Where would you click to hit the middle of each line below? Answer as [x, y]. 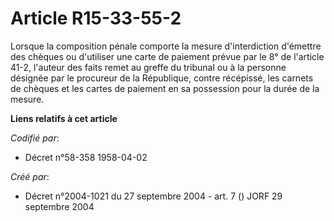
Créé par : [30, 176]
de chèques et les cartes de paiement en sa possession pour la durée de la [165, 88]
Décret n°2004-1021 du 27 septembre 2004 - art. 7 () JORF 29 [153, 196]
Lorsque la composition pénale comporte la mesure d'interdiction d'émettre [166, 46]
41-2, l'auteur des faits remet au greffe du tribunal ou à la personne [148, 67]
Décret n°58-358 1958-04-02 [86, 157]
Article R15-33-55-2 [96, 18]
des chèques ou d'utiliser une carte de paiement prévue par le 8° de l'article [167, 56]
